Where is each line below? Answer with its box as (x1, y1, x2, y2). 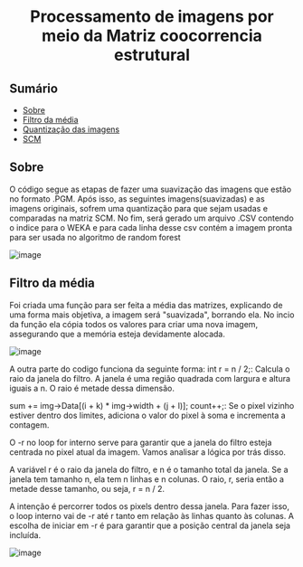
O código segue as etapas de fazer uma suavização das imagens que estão (9, 184, 292, 194)
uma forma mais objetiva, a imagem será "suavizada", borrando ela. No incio (9, 309, 295, 320)
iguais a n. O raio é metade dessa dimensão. (9, 383, 175, 393)
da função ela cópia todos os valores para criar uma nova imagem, (9, 318, 259, 329)
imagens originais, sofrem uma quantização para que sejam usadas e (9, 203, 269, 213)
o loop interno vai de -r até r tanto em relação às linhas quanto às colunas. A (9, 510, 294, 521)
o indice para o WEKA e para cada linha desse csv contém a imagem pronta (9, 222, 292, 232)
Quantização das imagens (22, 124, 120, 135)
